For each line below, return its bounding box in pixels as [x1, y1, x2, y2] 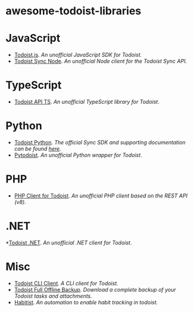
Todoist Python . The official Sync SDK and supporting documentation [14, 139, 186, 146]
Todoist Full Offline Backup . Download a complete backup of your [14, 286, 176, 293]
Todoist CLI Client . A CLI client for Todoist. [14, 279, 118, 287]
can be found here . [14, 145, 61, 152]
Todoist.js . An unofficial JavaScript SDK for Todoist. [14, 51, 142, 58]
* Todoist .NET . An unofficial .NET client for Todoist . [5, 239, 132, 246]
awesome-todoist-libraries [5, 4, 142, 18]
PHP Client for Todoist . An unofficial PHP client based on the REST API [14, 192, 188, 199]
